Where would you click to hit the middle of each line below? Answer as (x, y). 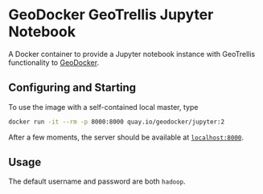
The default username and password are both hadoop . (97, 181)
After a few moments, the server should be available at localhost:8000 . (126, 137)
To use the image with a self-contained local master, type (103, 107)
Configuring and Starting (72, 88)
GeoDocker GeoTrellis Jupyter (111, 15)
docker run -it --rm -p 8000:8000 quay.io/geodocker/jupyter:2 (117, 122)
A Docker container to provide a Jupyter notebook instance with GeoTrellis (132, 54)
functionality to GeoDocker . (53, 63)
